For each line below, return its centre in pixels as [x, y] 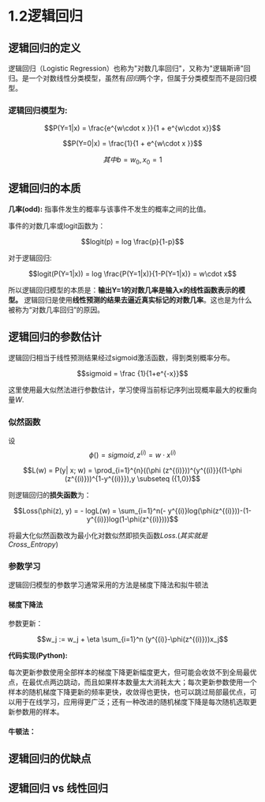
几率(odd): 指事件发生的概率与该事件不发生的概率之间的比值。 [109, 209]
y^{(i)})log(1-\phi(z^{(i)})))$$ [132, 519]
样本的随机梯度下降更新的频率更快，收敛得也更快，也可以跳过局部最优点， [129, 692]
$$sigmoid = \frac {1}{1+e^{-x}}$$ [132, 373]
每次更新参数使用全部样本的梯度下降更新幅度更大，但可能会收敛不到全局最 [129, 672]
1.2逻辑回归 [46, 16]
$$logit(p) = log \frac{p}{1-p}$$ [132, 241]
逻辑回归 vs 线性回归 [58, 788]
